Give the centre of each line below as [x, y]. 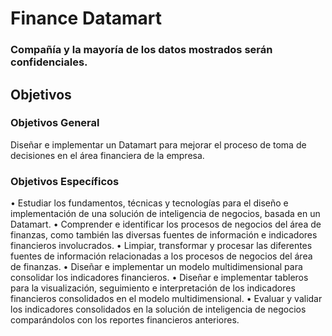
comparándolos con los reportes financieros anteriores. [125, 320]
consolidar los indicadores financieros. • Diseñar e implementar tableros [159, 278]
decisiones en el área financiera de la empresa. [107, 155]
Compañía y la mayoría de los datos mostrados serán [141, 50]
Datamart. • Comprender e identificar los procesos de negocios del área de [166, 224]
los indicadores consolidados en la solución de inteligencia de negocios [158, 309]
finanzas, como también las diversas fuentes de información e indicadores [164, 235]
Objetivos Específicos [65, 181]
